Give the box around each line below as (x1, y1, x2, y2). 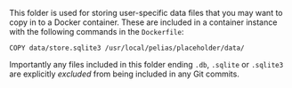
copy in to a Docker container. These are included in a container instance (9, 17, 278, 28)
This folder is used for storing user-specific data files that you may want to (9, 8, 283, 18)
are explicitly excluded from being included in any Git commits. (9, 68, 240, 79)
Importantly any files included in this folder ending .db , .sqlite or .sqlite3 (9, 60, 284, 69)
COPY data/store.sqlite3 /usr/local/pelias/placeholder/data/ (9, 44, 245, 52)
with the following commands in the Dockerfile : (9, 27, 184, 36)
